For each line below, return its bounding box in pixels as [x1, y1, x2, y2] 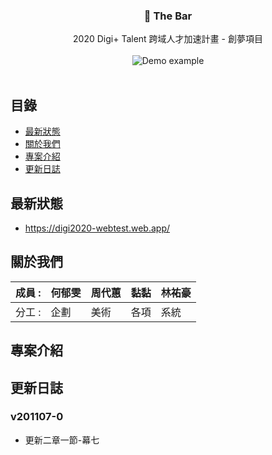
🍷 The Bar [143, 9, 193, 23]
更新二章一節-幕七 [24, 434, 100, 446]
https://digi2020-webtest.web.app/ [24, 222, 171, 234]
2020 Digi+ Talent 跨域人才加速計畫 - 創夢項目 [73, 33, 263, 45]
